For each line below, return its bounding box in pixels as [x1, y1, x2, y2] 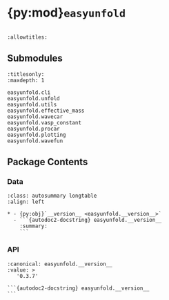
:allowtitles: [7, 33, 48, 41]
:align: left [7, 198, 45, 205]
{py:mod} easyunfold [7, 5, 126, 21]
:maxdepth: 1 [7, 77, 45, 84]
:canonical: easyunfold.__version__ [7, 261, 112, 268]
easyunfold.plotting [7, 131, 67, 138]
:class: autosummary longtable [7, 192, 97, 200]
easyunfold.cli [7, 88, 51, 96]
